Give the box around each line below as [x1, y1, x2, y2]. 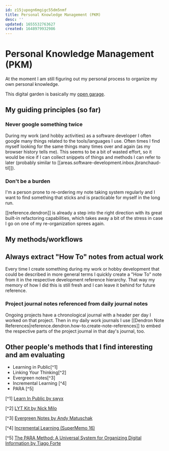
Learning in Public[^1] [12, 364, 58, 370]
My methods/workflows [5, 235, 83, 244]
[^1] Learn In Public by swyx [5, 396, 64, 402]
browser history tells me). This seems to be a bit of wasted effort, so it [5, 148, 152, 155]
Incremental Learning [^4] [12, 380, 67, 386]
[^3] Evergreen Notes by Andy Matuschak [5, 415, 93, 422]
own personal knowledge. [5, 81, 59, 87]
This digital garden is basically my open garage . [5, 91, 106, 97]
